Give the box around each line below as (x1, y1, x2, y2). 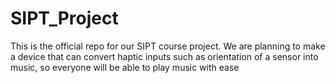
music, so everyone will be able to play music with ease (10, 61, 240, 73)
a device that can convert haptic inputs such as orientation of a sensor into (10, 50, 319, 62)
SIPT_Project (10, 7, 119, 30)
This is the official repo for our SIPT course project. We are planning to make (10, 40, 326, 52)
